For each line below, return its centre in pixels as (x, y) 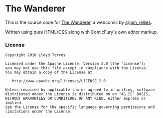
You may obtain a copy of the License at (49, 72)
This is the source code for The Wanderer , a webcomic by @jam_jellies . (79, 22)
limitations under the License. (39, 112)
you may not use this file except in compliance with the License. (77, 68)
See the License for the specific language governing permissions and (80, 107)
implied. (14, 103)
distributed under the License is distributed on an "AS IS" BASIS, (78, 94)
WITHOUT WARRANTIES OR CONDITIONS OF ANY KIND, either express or (76, 99)
